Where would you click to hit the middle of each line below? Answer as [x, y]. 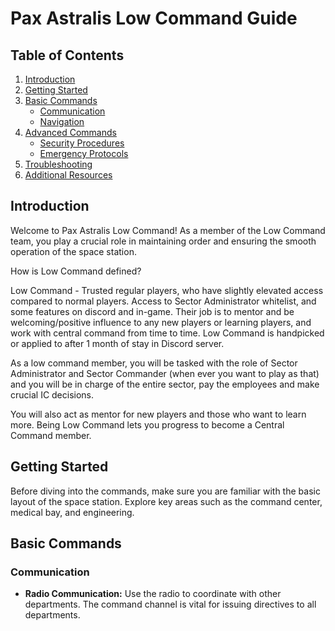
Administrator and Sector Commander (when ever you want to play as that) [165, 373]
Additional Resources [68, 175]
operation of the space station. [73, 251]
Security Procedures [82, 143]
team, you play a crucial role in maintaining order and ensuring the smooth [163, 241]
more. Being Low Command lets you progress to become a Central [147, 424]
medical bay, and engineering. [72, 512]
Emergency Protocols [84, 153]
